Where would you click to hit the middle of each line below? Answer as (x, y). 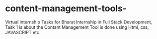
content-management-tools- (66, 9)
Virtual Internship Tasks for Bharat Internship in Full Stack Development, (79, 22)
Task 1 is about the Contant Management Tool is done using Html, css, (77, 27)
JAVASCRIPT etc (22, 32)
